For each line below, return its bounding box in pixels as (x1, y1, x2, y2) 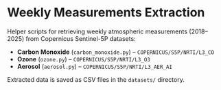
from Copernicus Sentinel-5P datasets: (25, 34, 136, 42)
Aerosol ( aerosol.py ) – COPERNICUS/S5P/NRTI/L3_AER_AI (16, 62, 173, 70)
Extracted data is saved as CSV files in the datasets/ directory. (7, 75, 185, 83)
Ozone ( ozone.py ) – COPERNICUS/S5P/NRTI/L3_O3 (16, 55, 151, 63)
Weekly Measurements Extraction (7, 5, 205, 20)
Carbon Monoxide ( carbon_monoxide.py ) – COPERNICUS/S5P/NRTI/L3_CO (16, 48, 215, 56)
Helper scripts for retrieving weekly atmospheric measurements (7, 27, 187, 35)
